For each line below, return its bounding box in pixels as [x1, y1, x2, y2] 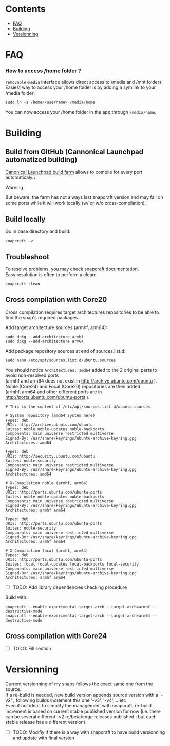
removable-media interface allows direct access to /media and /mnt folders [5, 79, 162, 85]
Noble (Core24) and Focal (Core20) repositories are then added [5, 383, 140, 389]
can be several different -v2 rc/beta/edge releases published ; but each [5, 713, 157, 720]
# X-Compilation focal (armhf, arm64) [5, 548, 88, 553]
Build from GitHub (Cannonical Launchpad [5, 148, 144, 156]
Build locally [5, 214, 46, 224]
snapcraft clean [5, 281, 40, 287]
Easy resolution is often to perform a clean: [5, 271, 97, 278]
